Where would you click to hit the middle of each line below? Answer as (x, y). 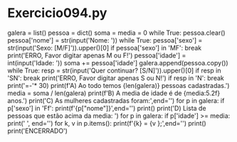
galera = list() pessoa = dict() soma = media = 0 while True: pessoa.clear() (116, 33)
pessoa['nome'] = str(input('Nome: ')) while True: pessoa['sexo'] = (105, 40)
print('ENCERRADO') (37, 131)
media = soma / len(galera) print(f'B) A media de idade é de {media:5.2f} (114, 93)
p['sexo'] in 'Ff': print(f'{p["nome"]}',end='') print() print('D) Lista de (107, 108)
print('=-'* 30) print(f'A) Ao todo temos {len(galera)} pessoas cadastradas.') (118, 85)
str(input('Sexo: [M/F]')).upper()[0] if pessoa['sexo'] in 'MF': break (104, 48)
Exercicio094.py (57, 13)
